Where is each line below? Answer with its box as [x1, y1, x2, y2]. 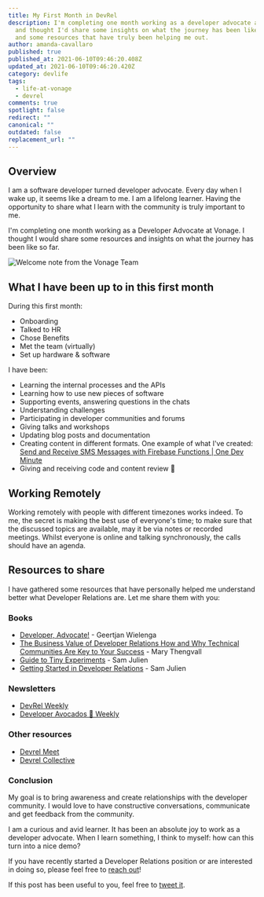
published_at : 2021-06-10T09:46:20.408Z [8, 56, 143, 64]
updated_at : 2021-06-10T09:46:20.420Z [8, 63, 135, 71]
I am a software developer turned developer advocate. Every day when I [8, 185, 242, 195]
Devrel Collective [19, 755, 75, 764]
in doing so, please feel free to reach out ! [8, 865, 141, 874]
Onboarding [19, 317, 59, 326]
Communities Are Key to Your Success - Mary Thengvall [19, 647, 202, 657]
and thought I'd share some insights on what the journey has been [15, 26, 241, 34]
